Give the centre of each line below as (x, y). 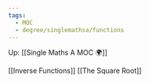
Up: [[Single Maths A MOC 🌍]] (58, 52)
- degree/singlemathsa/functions (70, 30)
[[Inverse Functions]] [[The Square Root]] (75, 70)
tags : (17, 15)
